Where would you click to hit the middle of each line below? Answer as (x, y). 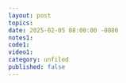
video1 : (21, 52)
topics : (21, 23)
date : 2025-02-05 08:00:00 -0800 (63, 30)
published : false (37, 67)
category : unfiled (38, 60)
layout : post (30, 15)
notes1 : (21, 38)
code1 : (19, 45)
